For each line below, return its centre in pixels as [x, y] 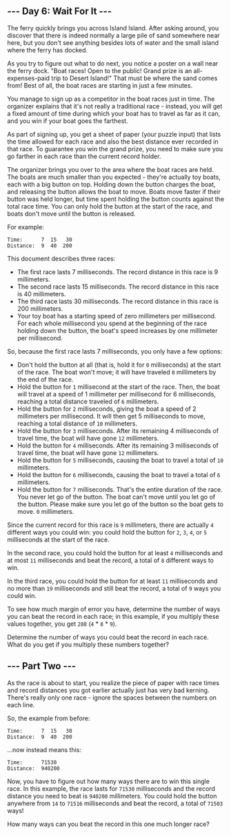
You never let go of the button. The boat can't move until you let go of [116, 497]
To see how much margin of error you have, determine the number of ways [114, 609]
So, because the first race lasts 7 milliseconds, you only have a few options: [115, 351]
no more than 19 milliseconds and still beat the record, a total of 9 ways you [114, 588]
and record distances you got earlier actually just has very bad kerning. [108, 690]
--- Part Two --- [42, 666]
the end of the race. [45, 379]
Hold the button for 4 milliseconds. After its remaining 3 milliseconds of [118, 445]
